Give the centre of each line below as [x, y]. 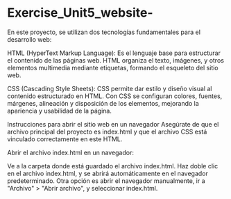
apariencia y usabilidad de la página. [60, 111]
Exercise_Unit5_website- [80, 13]
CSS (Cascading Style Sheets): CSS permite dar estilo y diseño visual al [110, 88]
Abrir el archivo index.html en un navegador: [70, 152]
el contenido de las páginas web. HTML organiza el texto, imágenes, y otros [115, 60]
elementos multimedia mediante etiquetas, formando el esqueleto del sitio [113, 67]
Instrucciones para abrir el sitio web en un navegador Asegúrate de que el [113, 124]
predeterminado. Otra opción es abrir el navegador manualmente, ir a [106, 181]
